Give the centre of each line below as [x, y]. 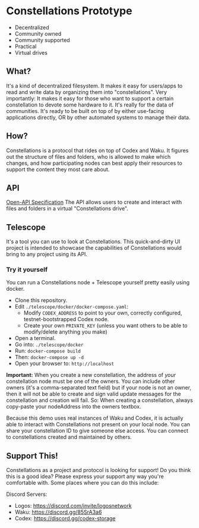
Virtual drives [31, 52]
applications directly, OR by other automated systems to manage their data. [98, 117]
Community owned [38, 33]
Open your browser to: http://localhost [64, 363]
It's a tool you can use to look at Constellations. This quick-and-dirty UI [93, 241]
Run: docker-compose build [48, 351]
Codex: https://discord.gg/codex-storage [65, 518]
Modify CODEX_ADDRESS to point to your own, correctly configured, [103, 313]
